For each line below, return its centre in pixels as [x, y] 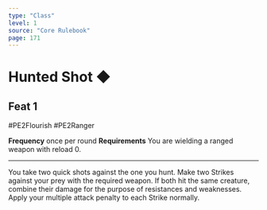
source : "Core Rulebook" [49, 30]
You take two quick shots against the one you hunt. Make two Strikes [121, 173]
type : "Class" [32, 16]
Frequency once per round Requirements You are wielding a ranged [121, 141]
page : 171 [25, 38]
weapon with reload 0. [45, 150]
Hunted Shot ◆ [60, 77]
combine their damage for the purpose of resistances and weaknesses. [125, 189]
